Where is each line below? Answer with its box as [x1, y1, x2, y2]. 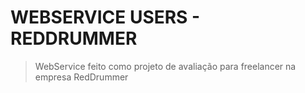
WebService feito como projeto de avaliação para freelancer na [34, 60, 297, 72]
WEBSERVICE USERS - [10, 6, 201, 29]
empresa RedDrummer [34, 71, 129, 83]
